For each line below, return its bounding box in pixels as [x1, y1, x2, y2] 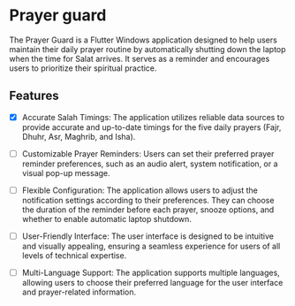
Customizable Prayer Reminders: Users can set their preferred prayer [21, 148, 275, 159]
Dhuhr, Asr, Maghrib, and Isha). [21, 131, 136, 142]
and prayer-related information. [21, 287, 137, 297]
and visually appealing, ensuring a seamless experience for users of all [21, 241, 281, 251]
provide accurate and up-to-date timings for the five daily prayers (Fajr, [21, 121, 282, 133]
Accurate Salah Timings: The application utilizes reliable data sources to [21, 111, 285, 122]
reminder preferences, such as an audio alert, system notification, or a [21, 158, 278, 169]
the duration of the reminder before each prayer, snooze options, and [21, 204, 275, 215]
